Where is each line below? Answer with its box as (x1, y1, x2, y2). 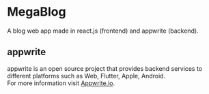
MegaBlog (7, 4, 66, 20)
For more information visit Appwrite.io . (7, 79, 115, 87)
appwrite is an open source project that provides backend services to (7, 64, 203, 72)
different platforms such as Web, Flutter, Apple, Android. (7, 72, 166, 80)
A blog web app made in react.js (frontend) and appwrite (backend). (7, 27, 199, 35)
